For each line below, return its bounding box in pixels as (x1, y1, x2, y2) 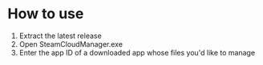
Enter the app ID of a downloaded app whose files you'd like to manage (18, 48, 256, 57)
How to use (7, 5, 84, 23)
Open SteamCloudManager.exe (18, 39, 123, 48)
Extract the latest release (18, 31, 102, 40)
